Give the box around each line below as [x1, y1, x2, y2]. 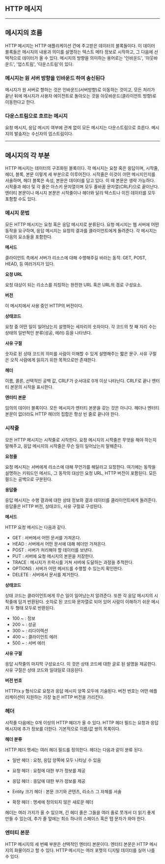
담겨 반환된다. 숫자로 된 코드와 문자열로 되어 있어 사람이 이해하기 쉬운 [18, 599, 151, 605]
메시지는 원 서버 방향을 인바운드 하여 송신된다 [5, 74, 105, 81]
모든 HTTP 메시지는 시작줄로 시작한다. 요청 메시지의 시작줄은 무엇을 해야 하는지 [5, 437, 157, 443]
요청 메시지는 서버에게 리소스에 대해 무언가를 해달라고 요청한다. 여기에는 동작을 [5, 464, 156, 470]
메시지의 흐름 [5, 29, 43, 37]
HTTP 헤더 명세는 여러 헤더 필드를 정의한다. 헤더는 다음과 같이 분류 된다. [5, 746, 143, 752]
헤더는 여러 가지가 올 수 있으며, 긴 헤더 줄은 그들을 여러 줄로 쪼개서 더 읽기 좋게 [5, 809, 156, 815]
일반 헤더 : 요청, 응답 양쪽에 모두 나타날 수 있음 [12, 757, 102, 763]
